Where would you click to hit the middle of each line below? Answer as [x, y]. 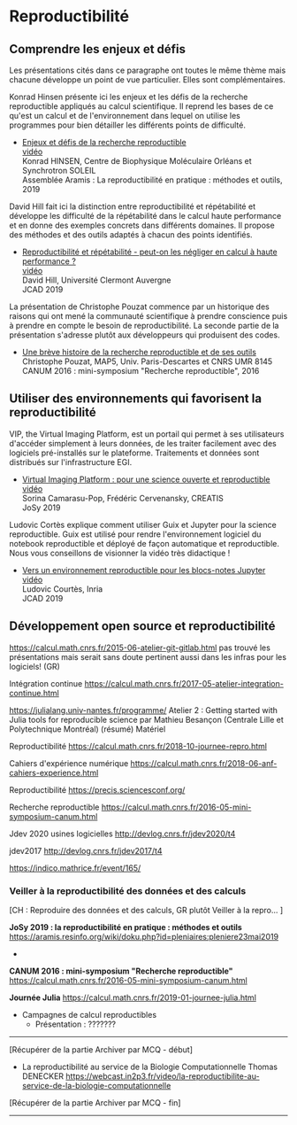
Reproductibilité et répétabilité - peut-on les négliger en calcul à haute [149, 252]
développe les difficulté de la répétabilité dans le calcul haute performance [145, 216]
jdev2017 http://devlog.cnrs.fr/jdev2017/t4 [86, 850]
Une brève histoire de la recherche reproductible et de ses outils [139, 352]
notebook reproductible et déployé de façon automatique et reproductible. [145, 543]
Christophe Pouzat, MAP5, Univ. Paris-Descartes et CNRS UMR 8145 [147, 361]
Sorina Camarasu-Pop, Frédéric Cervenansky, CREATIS [122, 498]
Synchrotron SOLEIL [59, 171]
